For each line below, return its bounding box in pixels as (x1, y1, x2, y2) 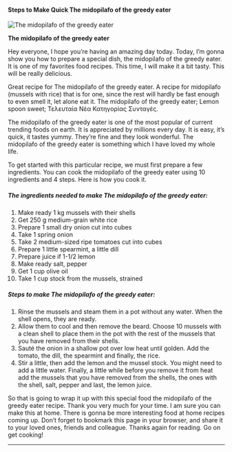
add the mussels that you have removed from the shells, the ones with (17, 373, 218, 382)
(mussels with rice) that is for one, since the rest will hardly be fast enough (8, 90, 220, 99)
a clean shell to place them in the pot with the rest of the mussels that (17, 329, 215, 338)
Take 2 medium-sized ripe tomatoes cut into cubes (17, 238, 162, 246)
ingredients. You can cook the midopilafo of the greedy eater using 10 (8, 168, 206, 176)
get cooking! (8, 431, 44, 439)
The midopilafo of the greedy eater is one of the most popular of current (8, 118, 213, 127)
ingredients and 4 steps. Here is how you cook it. (8, 176, 147, 184)
